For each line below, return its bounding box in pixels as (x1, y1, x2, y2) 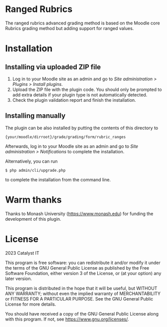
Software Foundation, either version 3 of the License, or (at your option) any (5, 270, 162, 276)
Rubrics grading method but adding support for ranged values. (5, 25, 134, 31)
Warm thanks (5, 194, 62, 205)
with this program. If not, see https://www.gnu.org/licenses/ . (5, 316, 129, 322)
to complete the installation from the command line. (5, 176, 111, 183)
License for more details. (5, 301, 56, 307)
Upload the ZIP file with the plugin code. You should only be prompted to (12, 86, 162, 92)
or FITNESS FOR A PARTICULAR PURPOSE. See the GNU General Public (5, 296, 154, 302)
